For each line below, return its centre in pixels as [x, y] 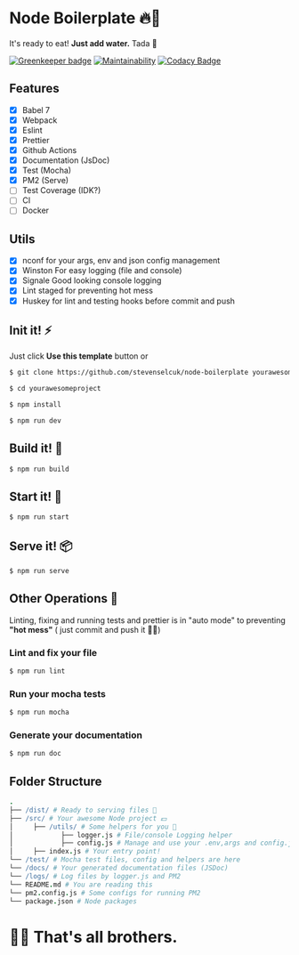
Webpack [40, 120]
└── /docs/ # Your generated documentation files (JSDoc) [119, 868]
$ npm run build [39, 469]
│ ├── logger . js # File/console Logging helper [121, 835]
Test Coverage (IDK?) [61, 190]
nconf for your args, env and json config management [121, 261]
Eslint [32, 130]
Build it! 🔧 [36, 449]
